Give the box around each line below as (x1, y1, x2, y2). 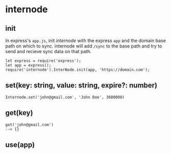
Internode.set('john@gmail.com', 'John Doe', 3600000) (5, 95, 125, 100)
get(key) (5, 108, 33, 117)
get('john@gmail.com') (5, 122, 54, 127)
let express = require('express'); (5, 58, 81, 63)
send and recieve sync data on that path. (5, 49, 92, 54)
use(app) (5, 141, 35, 149)
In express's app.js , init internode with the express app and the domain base (5, 37, 166, 43)
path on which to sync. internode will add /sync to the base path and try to (5, 43, 162, 49)
